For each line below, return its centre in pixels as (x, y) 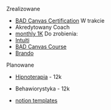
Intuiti (22, 40)
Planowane (20, 65)
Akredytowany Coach (42, 27)
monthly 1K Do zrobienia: (46, 34)
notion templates (36, 101)
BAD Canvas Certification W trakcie (60, 20)
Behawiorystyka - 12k (42, 89)
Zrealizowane (23, 9)
